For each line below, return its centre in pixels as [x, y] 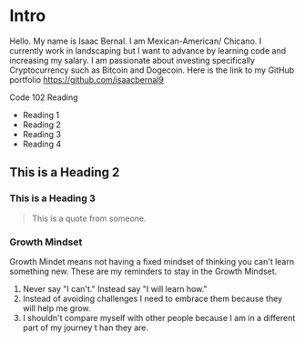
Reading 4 [42, 144]
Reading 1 [41, 115]
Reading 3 [42, 134]
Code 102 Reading [44, 97]
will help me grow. [56, 308]
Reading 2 [42, 125]
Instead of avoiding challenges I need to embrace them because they [152, 298]
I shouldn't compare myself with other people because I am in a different [159, 317]
